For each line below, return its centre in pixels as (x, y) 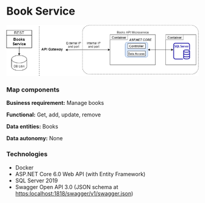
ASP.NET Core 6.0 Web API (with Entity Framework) (80, 174)
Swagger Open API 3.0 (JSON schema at (67, 187)
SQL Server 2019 (36, 180)
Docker (24, 167)
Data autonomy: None (34, 138)
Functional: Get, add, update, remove (54, 115)
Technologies (27, 154)
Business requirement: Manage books (55, 103)
